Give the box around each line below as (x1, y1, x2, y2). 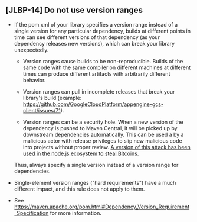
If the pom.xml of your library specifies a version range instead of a (14, 21, 178, 28)
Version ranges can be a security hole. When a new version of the (22, 118, 183, 126)
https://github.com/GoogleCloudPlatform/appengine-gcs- (22, 101, 163, 108)
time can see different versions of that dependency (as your (14, 33, 160, 41)
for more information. (50, 209, 101, 216)
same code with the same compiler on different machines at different (22, 64, 191, 71)
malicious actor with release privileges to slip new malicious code (22, 137, 182, 144)
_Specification (14, 209, 49, 216)
